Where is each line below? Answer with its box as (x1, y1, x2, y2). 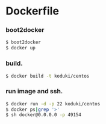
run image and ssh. (5, 87, 63, 96)
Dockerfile (5, 4, 60, 18)
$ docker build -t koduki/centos (5, 73, 90, 79)
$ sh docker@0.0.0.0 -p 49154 (5, 112, 82, 118)
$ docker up (5, 45, 36, 51)
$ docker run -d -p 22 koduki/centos (5, 101, 101, 107)
